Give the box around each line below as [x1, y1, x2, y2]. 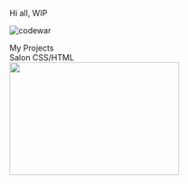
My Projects [9, 42, 54, 53]
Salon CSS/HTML [9, 52, 75, 62]
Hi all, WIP [9, 8, 48, 18]
